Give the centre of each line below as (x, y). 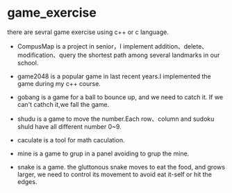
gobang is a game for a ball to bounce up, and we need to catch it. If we (120, 97)
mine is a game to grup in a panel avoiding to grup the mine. (103, 153)
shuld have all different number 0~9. (69, 126)
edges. (27, 181)
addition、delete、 (181, 46)
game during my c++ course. (59, 83)
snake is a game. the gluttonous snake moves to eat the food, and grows (121, 167)
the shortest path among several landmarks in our (149, 55)
